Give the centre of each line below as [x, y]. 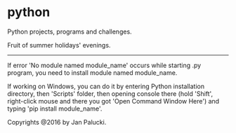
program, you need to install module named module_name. [92, 72]
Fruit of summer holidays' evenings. [59, 45]
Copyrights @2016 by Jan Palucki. [57, 122]
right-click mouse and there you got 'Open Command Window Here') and [113, 101]
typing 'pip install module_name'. [55, 108]
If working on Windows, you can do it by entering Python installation [106, 86]
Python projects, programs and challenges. [70, 31]
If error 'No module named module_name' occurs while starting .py [104, 65]
